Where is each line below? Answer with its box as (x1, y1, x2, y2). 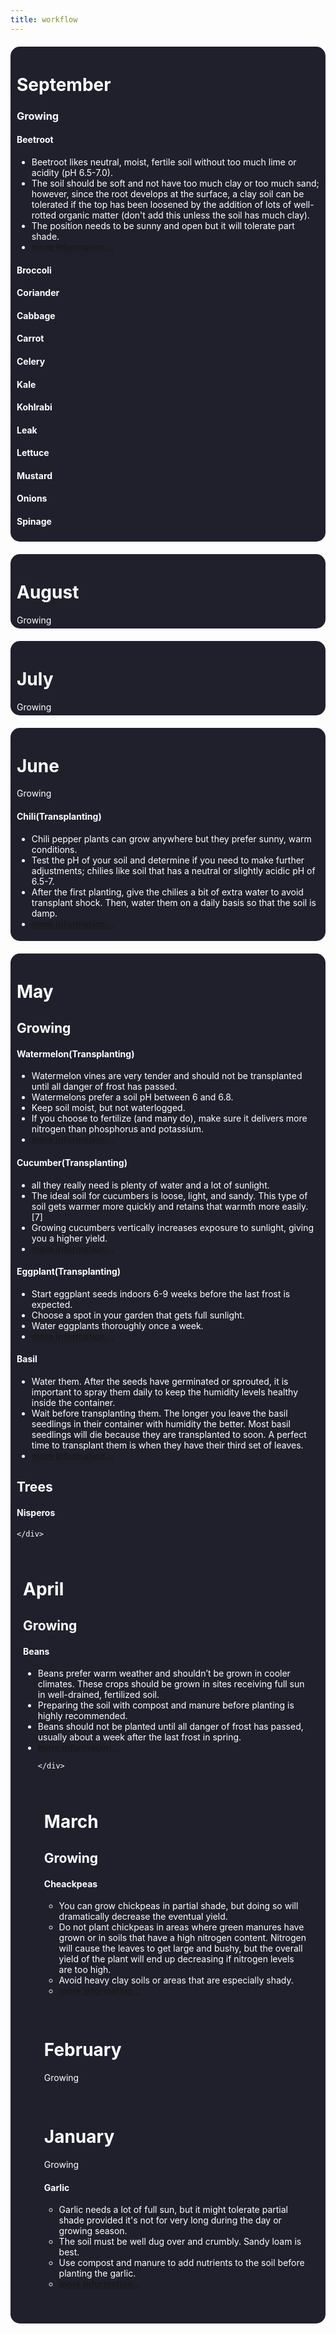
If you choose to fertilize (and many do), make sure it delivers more (31, 1112, 308, 1125)
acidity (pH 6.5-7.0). (31, 166, 113, 178)
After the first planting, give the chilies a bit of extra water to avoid (31, 886, 304, 898)
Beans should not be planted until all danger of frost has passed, (37, 1721, 304, 1733)
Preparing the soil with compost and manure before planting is (37, 1699, 295, 1711)
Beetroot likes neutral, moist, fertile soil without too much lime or (31, 156, 297, 168)
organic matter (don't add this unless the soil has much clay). (58, 209, 310, 221)
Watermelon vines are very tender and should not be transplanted (31, 1070, 303, 1082)
